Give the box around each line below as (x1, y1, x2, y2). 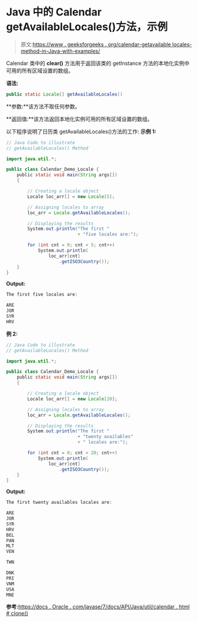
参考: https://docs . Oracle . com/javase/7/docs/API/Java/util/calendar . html (6, 603, 190, 610)
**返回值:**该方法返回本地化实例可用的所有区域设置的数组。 (6, 115, 153, 122)
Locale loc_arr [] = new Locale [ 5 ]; (27, 193, 115, 200)
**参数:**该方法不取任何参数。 (6, 103, 81, 110)
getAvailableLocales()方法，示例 (6, 20, 168, 34)
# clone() (6, 610, 28, 617)
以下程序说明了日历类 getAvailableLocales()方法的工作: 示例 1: (6, 128, 157, 135)
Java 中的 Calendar (6, 5, 102, 19)
